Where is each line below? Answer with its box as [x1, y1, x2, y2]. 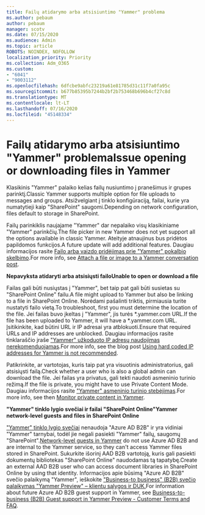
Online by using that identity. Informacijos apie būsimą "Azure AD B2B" [6, 469, 185, 477]
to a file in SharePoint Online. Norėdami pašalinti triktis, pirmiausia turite [6, 297, 187, 305]
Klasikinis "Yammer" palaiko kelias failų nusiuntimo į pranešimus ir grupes [6, 184, 192, 191]
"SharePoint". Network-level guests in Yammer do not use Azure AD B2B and [6, 437, 198, 444]
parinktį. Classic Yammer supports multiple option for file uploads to [6, 190, 176, 198]
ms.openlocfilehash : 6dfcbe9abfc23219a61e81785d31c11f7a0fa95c [6, 83, 171, 89]
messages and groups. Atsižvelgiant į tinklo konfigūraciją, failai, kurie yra [6, 197, 190, 204]
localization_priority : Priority [6, 54, 92, 61]
